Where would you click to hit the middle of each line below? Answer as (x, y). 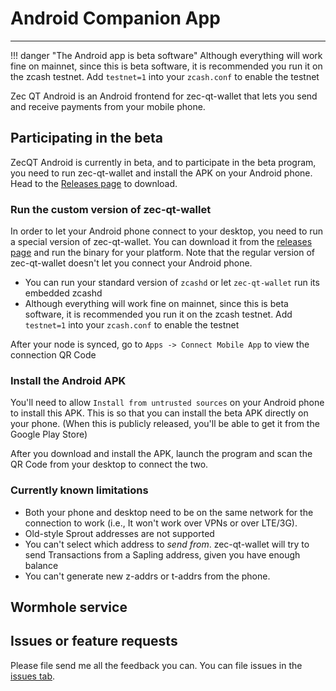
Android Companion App (115, 18)
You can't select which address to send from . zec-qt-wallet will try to (167, 544)
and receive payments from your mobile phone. (108, 106)
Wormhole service (69, 607)
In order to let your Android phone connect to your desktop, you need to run (167, 231)
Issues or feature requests (94, 641)
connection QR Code (53, 355)
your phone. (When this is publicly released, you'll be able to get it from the (165, 424)
